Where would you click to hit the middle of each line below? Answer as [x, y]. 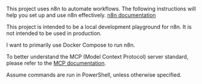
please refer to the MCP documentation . [56, 63]
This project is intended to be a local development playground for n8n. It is [99, 27]
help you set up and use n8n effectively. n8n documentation [81, 15]
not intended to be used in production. [54, 33]
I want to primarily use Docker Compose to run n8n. [71, 45]
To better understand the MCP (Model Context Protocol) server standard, [97, 57]
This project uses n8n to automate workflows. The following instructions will [101, 9]
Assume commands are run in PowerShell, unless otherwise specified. [94, 75]
